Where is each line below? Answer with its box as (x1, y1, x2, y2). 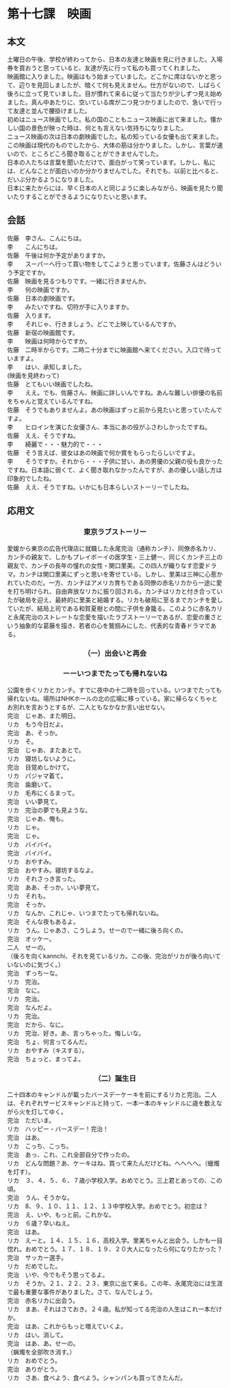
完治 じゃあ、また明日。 (7, 711, 79, 719)
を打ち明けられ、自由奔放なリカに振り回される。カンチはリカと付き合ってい (7, 587, 223, 595)
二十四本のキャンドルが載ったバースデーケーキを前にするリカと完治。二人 (7, 1091, 217, 1099)
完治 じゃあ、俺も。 (7, 814, 67, 822)
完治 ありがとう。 (7, 1365, 62, 1374)
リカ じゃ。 (7, 823, 43, 831)
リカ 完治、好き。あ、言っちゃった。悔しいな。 (7, 1029, 145, 1037)
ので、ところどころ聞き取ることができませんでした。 (12, 150, 162, 158)
